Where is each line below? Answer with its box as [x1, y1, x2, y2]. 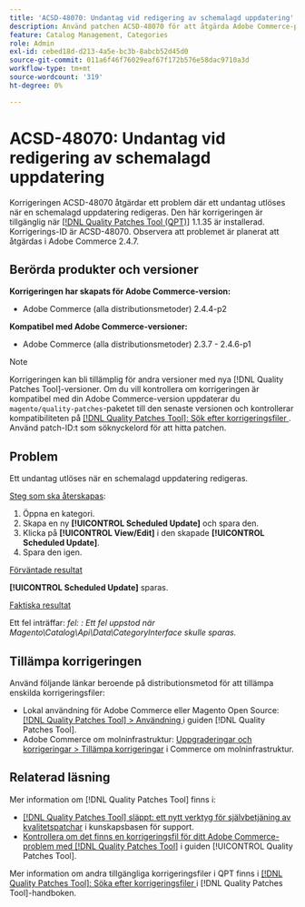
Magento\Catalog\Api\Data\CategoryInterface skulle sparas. [9, 627, 237, 638]
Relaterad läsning [9, 770, 111, 785]
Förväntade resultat [9, 565, 84, 576]
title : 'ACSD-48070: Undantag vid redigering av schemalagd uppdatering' [9, 13, 295, 23]
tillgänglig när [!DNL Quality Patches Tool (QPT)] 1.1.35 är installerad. [9, 216, 265, 227]
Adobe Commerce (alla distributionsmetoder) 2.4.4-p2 [22, 304, 227, 315]
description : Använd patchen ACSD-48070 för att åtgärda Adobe [9, 22, 254, 31]
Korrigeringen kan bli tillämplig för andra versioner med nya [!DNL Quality [9, 374, 284, 385]
